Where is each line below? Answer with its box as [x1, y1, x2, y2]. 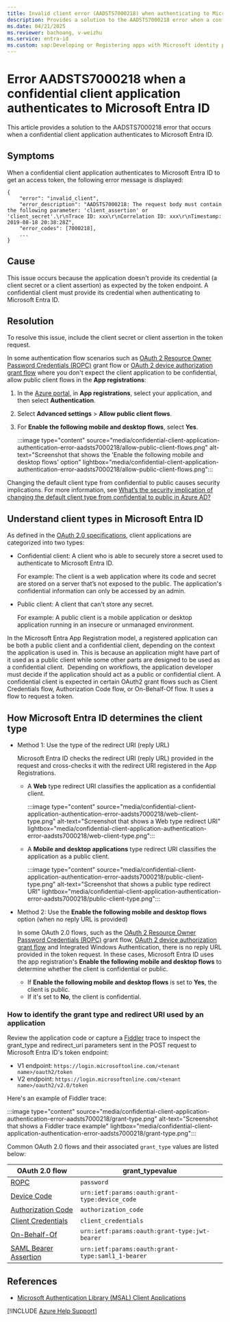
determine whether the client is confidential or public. [16, 965, 168, 973]
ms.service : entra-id [7, 36, 69, 42]
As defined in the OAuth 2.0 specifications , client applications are [7, 532, 192, 540]
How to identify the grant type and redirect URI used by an [7, 1010, 204, 1019]
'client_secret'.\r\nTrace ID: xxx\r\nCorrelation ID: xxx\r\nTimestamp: [7, 213, 222, 220]
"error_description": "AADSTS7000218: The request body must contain [19, 201, 222, 208]
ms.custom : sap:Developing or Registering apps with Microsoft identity [7, 42, 219, 49]
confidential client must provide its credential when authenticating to [7, 288, 201, 297]
